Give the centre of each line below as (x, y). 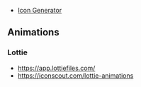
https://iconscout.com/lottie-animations (75, 75)
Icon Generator (40, 10)
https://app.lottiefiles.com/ (56, 68)
